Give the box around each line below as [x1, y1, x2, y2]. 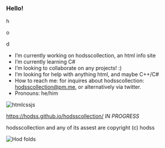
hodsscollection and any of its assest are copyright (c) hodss [6, 124, 155, 131]
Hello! [6, 4, 24, 12]
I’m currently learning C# [14, 58, 76, 66]
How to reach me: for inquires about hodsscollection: [14, 77, 144, 84]
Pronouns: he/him [14, 90, 59, 97]
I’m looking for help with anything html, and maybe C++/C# [14, 71, 160, 78]
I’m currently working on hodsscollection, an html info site [14, 52, 156, 59]
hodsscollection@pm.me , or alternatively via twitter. [14, 83, 142, 91]
